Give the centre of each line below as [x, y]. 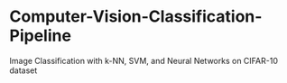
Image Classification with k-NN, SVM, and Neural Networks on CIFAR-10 [143, 60]
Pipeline [41, 36]
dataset [23, 70]
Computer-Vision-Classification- [136, 17]
